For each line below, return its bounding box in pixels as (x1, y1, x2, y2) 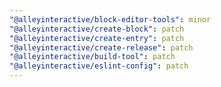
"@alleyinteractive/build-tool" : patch (9, 52, 176, 62)
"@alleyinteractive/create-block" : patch (9, 24, 185, 34)
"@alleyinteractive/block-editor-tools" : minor (9, 14, 212, 25)
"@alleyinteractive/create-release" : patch (9, 42, 194, 53)
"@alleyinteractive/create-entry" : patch (9, 33, 185, 43)
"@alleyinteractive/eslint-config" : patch (9, 61, 189, 71)
